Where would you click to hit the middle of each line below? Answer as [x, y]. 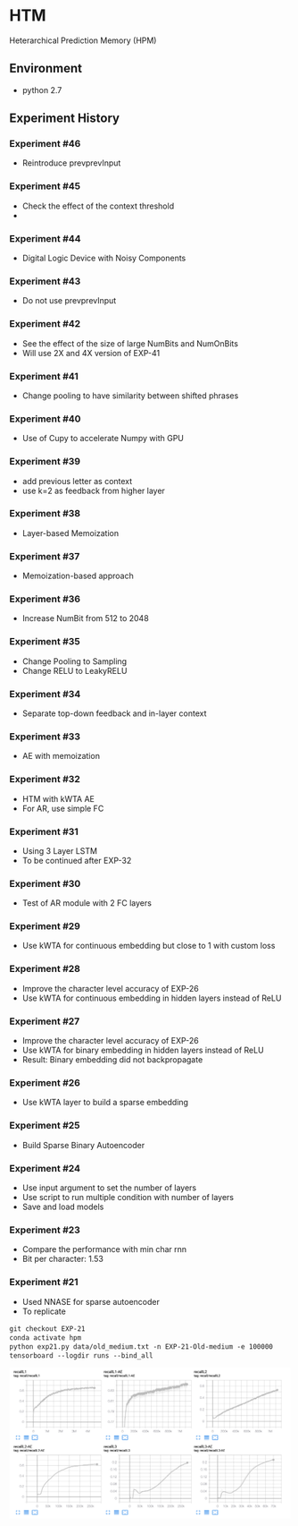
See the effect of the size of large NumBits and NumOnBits [130, 343]
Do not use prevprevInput [69, 301]
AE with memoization [61, 756]
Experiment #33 [45, 737]
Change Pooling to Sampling [74, 661]
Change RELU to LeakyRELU [74, 670]
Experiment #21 [44, 1283]
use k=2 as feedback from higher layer [93, 490]
